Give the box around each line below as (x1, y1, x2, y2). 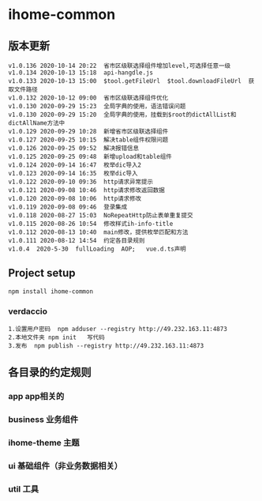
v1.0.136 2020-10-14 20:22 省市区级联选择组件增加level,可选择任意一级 (8, 62, 231, 70)
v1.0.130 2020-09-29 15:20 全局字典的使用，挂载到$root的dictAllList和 (8, 111, 237, 119)
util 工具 (8, 484, 39, 495)
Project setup (8, 266, 77, 280)
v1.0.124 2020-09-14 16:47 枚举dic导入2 (8, 161, 142, 169)
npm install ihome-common (8, 287, 93, 296)
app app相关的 (8, 391, 65, 402)
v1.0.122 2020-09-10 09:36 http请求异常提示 (8, 178, 154, 186)
